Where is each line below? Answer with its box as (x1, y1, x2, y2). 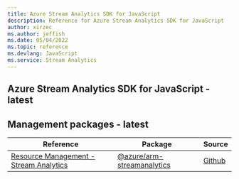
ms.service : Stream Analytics (7, 57, 97, 64)
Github (203, 156, 226, 166)
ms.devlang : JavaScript (7, 50, 78, 58)
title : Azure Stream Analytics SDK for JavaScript (7, 10, 161, 18)
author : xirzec (7, 23, 53, 31)
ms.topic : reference (7, 43, 69, 50)
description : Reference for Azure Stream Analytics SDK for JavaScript (7, 17, 224, 24)
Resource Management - (11, 151, 96, 161)
